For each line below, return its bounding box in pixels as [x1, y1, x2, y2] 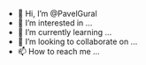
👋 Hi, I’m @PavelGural [17, 9, 97, 18]
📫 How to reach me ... [17, 47, 100, 56]
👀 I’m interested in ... [17, 18, 93, 28]
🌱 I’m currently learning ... [17, 27, 112, 37]
